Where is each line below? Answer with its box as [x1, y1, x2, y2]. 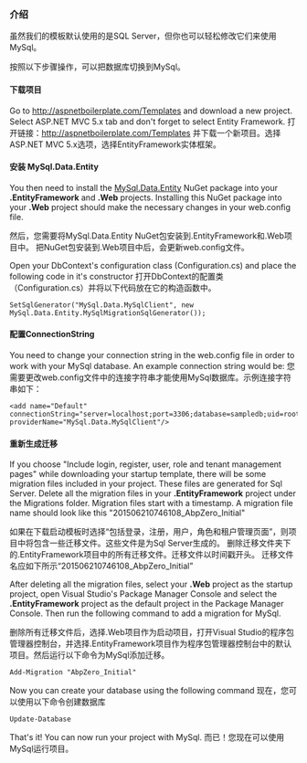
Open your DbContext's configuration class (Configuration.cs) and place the [9, 260, 297, 270]
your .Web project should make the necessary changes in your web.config [9, 201, 291, 212]
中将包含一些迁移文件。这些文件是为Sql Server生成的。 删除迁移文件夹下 [16, 537, 291, 549]
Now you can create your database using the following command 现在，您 [9, 685, 290, 696]
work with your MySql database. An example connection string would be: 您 [9, 360, 295, 371]
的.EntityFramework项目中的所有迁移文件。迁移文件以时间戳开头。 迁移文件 [9, 549, 294, 560]
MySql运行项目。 [9, 743, 74, 755]
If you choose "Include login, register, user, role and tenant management [9, 459, 281, 470]
